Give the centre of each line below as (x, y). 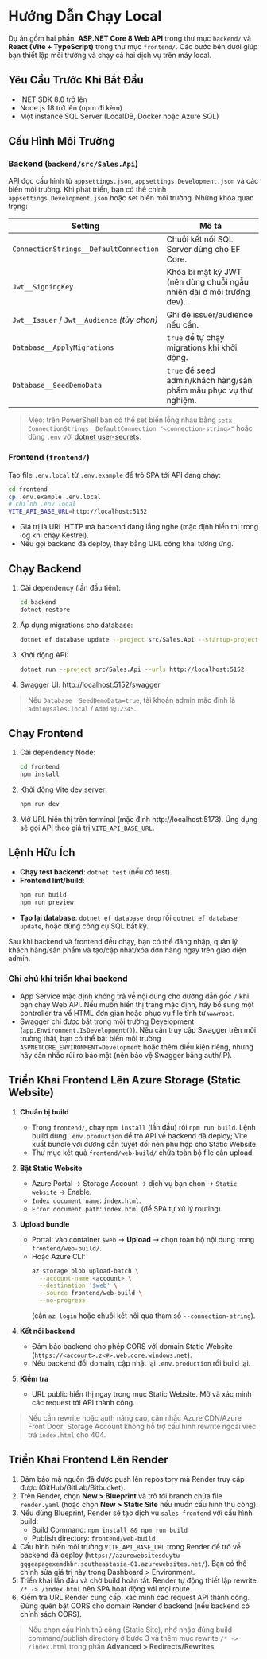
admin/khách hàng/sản (209, 381)
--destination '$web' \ (78, 1286)
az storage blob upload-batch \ (85, 1271)
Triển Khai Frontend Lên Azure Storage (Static (124, 1080)
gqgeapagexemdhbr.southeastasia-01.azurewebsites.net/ (112, 1564)
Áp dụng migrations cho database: (76, 625)
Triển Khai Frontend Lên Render (88, 1460)
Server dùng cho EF (203, 250)
